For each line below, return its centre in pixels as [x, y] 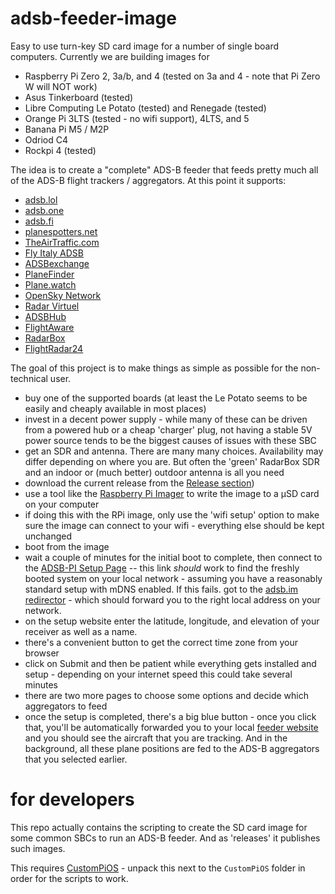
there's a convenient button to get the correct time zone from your [161, 642]
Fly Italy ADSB [54, 253]
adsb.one [44, 210]
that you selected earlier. [76, 759]
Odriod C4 [46, 139]
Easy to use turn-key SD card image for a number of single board [145, 46]
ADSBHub [45, 316]
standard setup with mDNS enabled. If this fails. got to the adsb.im [161, 589]
